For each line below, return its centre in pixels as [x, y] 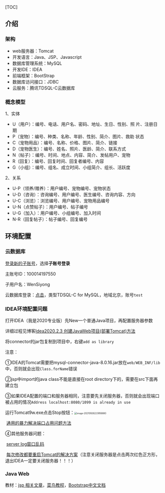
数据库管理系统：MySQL [37, 63]
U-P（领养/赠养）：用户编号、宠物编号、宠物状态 [62, 188]
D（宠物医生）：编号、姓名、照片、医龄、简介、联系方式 [69, 149]
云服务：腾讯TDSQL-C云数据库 [44, 88]
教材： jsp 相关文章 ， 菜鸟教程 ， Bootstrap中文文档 [56, 485]
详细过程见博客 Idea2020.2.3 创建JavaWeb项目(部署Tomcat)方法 [70, 331]
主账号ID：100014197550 [30, 274]
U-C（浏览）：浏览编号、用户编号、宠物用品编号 [61, 201]
